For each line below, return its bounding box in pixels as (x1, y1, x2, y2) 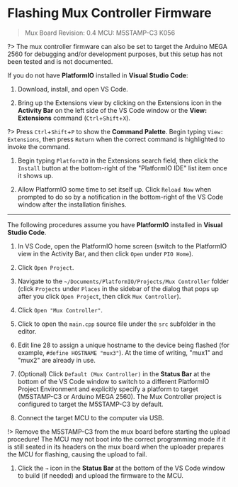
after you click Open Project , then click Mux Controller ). (17, 292, 181, 300)
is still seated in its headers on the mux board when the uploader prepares (7, 442, 225, 451)
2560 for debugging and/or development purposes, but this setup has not (7, 50, 223, 58)
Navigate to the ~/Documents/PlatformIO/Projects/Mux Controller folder (17, 277, 229, 285)
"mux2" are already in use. (17, 356, 96, 364)
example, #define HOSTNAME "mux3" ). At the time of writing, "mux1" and (17, 348, 223, 356)
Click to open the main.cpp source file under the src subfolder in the (17, 319, 216, 328)
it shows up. (17, 171, 54, 180)
